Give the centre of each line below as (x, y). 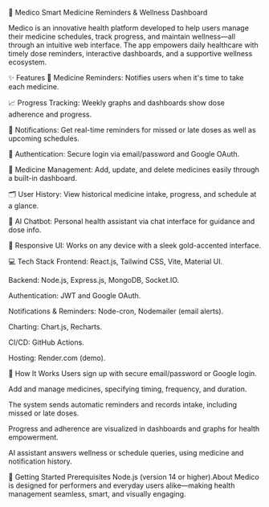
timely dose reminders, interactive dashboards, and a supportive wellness (130, 53)
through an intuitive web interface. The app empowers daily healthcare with (133, 45)
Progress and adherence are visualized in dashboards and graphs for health (134, 429)
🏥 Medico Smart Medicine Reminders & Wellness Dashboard (108, 12)
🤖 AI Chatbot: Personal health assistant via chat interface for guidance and (132, 221)
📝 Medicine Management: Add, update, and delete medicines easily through (134, 170)
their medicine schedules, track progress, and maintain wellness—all (122, 37)
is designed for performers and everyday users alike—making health (122, 485)
